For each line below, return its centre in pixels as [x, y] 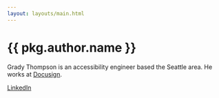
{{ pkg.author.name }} [72, 47]
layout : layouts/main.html [46, 13]
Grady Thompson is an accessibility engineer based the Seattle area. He [110, 67]
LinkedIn [19, 88]
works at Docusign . [34, 74]
